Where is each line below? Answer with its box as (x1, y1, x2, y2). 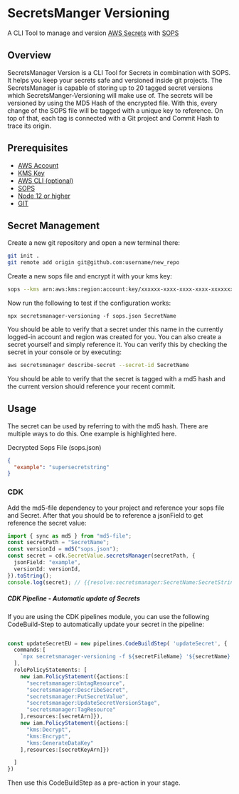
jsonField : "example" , (14, 559, 81, 566)
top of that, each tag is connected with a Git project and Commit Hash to (7, 114, 220, 122)
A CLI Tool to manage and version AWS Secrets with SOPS (7, 29, 179, 37)
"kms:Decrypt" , (26, 726, 72, 733)
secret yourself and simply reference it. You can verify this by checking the (7, 341, 228, 348)
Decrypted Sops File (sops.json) (7, 443, 102, 451)
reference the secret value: (7, 518, 87, 527)
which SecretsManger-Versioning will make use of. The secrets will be (7, 91, 213, 99)
